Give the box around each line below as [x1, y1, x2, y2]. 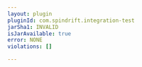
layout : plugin [7, 10, 53, 18]
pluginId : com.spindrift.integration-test [7, 17, 135, 24]
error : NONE [7, 37, 43, 44]
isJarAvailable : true [7, 30, 72, 37]
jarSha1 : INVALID [7, 23, 59, 30]
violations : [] [7, 43, 53, 50]
